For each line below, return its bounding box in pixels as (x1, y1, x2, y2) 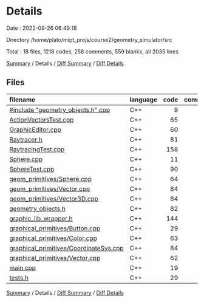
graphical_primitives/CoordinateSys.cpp (9, 244, 124, 252)
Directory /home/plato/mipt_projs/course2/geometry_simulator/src (6, 36, 172, 43)
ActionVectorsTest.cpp (9, 115, 74, 124)
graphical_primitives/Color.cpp (9, 234, 97, 242)
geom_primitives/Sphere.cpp (9, 174, 92, 183)
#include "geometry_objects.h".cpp (9, 105, 110, 114)
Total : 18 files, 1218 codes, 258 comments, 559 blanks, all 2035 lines (6, 47, 179, 55)
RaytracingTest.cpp (9, 145, 65, 153)
